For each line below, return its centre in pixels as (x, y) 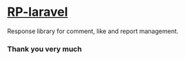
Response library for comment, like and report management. (93, 31)
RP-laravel (38, 12)
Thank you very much (45, 49)
